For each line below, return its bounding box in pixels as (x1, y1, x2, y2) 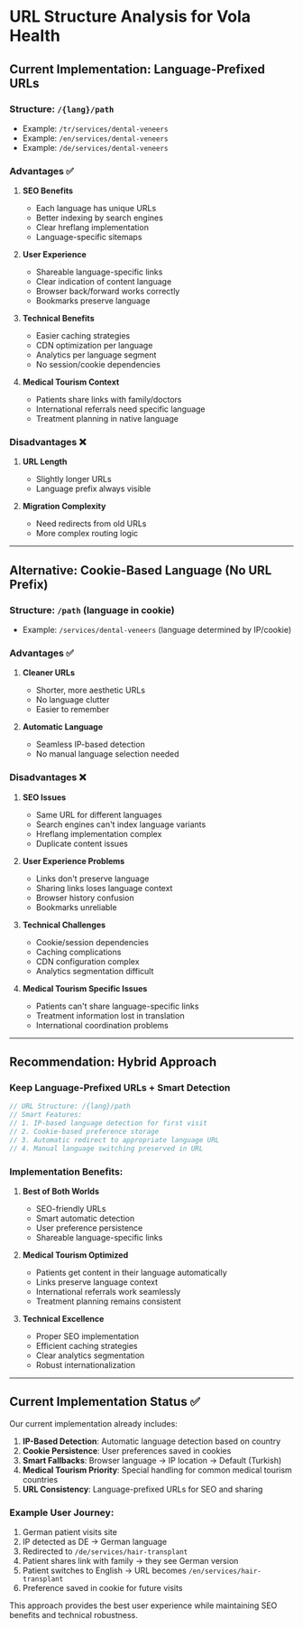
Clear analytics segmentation (35, 1350, 145, 1361)
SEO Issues (22, 792, 67, 803)
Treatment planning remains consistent (35, 1296, 181, 1307)
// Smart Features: (9, 1111, 83, 1120)
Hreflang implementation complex (35, 828, 162, 839)
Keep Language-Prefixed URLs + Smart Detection (9, 1082, 231, 1094)
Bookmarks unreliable (35, 901, 117, 913)
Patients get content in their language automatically (35, 1267, 227, 1278)
